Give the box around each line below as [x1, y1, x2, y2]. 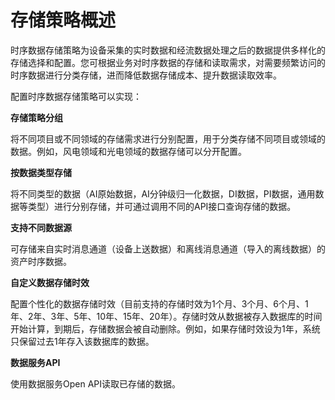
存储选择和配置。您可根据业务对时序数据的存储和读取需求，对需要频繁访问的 [10, 56, 326, 68]
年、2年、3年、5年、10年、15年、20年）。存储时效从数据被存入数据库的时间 [10, 310, 323, 322]
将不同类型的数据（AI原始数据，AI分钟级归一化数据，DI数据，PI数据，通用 [10, 187, 316, 200]
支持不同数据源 [10, 221, 72, 233]
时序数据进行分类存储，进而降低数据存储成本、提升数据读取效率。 [10, 69, 282, 81]
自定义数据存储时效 [10, 276, 90, 288]
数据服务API [10, 356, 61, 368]
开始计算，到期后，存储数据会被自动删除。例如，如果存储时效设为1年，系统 [10, 322, 321, 335]
